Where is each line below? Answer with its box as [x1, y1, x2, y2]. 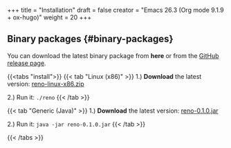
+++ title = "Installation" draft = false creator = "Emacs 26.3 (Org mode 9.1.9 [7, 6, 224, 14]
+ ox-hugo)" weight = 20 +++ [7, 13, 92, 21]
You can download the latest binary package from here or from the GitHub [7, 51, 219, 59]
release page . [7, 59, 46, 67]
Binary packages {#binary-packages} [7, 33, 174, 45]
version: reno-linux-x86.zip [7, 80, 84, 88]
